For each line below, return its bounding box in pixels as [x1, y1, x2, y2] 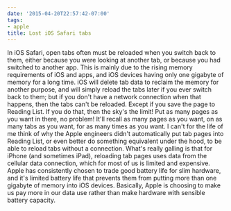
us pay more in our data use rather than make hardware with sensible [7, 189, 206, 197]
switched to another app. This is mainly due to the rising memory [7, 63, 193, 71]
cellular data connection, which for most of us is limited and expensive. [7, 159, 210, 167]
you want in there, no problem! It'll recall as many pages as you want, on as [7, 115, 223, 124]
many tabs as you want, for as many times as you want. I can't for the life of [7, 122, 223, 130]
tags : [7, 17, 23, 24]
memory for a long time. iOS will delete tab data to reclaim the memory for [7, 78, 219, 87]
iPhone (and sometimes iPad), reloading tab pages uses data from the [7, 152, 207, 160]
